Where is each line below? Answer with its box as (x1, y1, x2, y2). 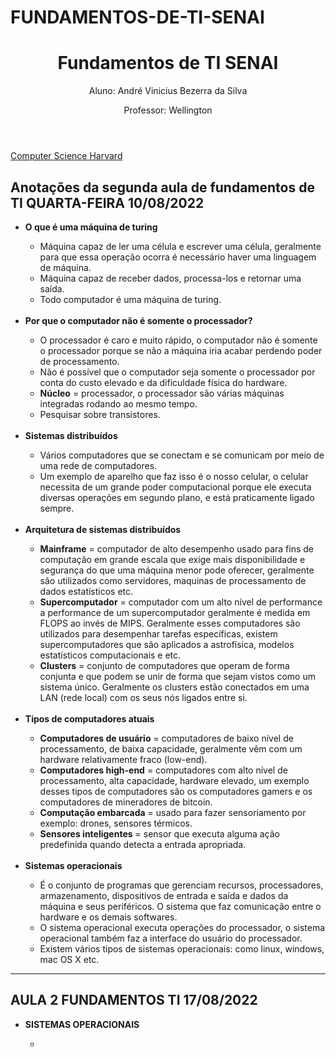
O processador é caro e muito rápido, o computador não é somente (39, 334, 318, 346)
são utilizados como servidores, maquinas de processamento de (39, 574, 307, 586)
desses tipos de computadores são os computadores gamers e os (39, 785, 313, 797)
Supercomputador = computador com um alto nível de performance (39, 596, 323, 608)
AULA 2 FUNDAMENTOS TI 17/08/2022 (10, 992, 258, 1009)
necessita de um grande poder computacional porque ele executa (39, 481, 312, 493)
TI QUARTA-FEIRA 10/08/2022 (10, 194, 205, 211)
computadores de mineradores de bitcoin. (39, 796, 213, 808)
